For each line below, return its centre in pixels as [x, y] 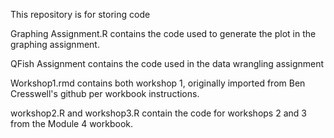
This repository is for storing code [80, 14]
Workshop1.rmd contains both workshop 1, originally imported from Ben [158, 83]
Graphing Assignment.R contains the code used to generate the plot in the [163, 33]
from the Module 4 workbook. [71, 123]
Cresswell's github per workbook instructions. [105, 93]
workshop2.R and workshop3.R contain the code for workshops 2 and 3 [158, 113]
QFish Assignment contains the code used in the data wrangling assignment [167, 63]
